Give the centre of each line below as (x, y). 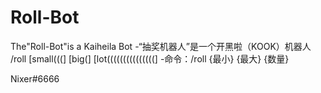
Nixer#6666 (35, 78)
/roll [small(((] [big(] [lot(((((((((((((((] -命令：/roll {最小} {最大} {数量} (150, 58)
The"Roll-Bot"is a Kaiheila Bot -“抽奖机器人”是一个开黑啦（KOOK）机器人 (161, 46)
